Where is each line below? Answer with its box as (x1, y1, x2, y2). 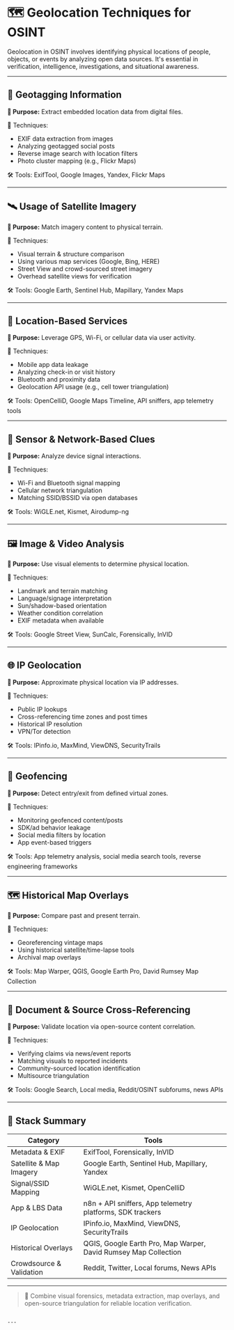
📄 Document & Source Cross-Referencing (7, 1003, 191, 1016)
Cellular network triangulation (17, 486, 102, 494)
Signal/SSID (10, 1179, 50, 1189)
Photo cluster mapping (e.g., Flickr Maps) (17, 157, 136, 165)
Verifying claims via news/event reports (17, 1049, 132, 1058)
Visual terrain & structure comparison (17, 249, 125, 258)
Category (27, 1136, 60, 1145)
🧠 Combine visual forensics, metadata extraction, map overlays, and (24, 1292, 220, 1300)
